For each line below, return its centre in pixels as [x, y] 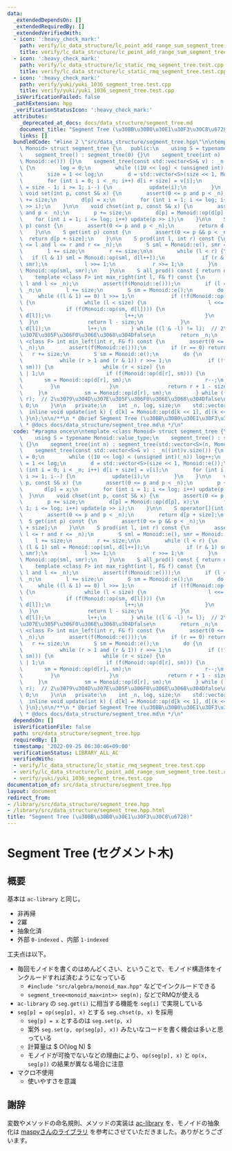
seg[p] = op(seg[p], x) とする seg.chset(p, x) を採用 [95, 1012]
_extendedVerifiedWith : [47, 33]
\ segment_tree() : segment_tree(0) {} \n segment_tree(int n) [120, 155]
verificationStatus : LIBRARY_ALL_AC [66, 753]
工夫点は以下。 [28, 954]
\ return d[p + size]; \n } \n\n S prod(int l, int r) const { [120, 238]
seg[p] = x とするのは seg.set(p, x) [80, 1021]
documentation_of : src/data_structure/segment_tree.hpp [89, 785]
